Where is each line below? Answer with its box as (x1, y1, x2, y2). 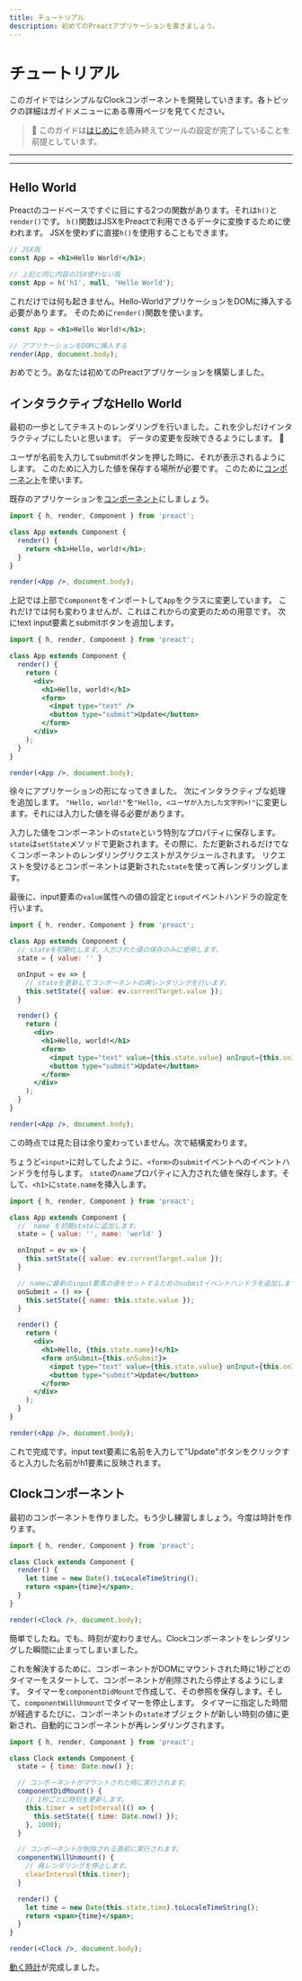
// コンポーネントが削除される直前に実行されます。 (17, 1845, 183, 1854)
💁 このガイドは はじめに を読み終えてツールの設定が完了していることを (31, 125, 290, 136)
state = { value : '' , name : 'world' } (17, 1230, 164, 1239)
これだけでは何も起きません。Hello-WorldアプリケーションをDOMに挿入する (9, 295, 293, 306)
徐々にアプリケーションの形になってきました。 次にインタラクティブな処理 (9, 785, 286, 797)
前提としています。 (31, 136, 102, 147)
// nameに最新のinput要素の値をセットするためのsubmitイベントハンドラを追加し (17, 1279, 285, 1288)
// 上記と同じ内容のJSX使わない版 (9, 270, 121, 279)
